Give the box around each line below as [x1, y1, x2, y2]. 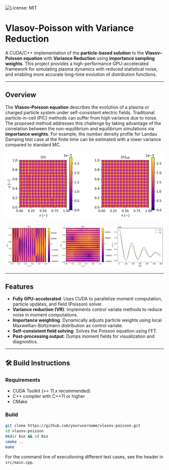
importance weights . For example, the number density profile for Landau [5, 131, 157, 137]
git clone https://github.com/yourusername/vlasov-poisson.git [5, 423, 141, 429]
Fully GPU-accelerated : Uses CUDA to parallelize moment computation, [12, 296, 162, 302]
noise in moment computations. [12, 312, 78, 318]
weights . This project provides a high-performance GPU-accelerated [5, 61, 149, 67]
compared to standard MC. [5, 141, 61, 147]
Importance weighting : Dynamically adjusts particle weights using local [12, 317, 162, 323]
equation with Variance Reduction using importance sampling [23, 55, 155, 61]
